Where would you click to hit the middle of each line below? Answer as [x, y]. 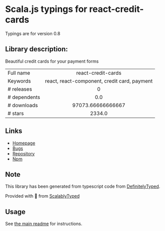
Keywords [19, 81]
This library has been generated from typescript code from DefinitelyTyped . [83, 186]
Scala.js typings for [46, 9]
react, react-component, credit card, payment [99, 81]
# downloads [23, 105]
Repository [23, 153]
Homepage [24, 143]
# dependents [24, 97]
